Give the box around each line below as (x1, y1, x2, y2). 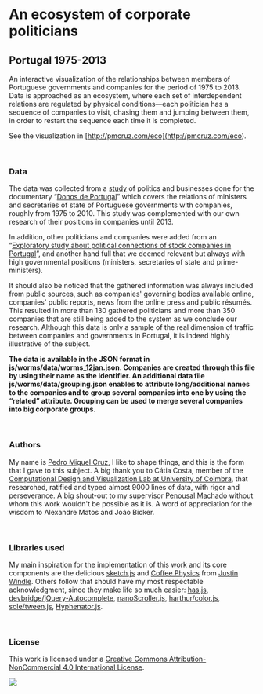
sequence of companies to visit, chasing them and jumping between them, (9, 108, 250, 117)
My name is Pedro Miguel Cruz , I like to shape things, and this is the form (9, 457, 245, 466)
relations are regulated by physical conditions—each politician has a (9, 100, 229, 108)
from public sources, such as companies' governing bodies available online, (9, 289, 254, 299)
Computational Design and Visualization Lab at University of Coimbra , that (9, 473, 249, 484)
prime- (216, 258, 239, 267)
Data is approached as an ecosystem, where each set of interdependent (9, 91, 242, 100)
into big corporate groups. (9, 404, 96, 414)
